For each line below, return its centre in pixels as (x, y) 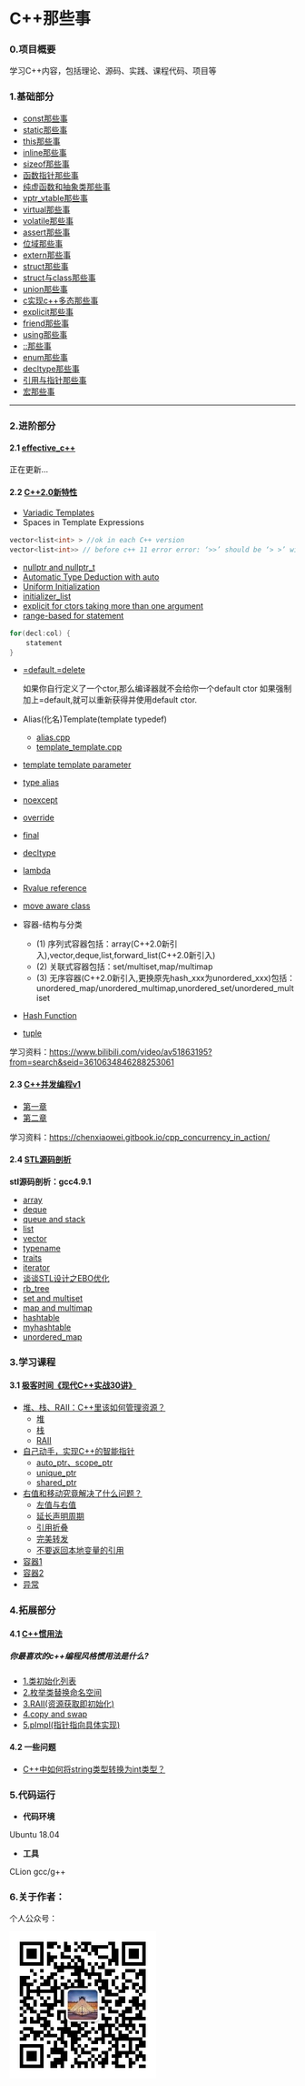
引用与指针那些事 (54, 380)
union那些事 (45, 289)
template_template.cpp (79, 747)
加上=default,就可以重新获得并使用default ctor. (110, 700)
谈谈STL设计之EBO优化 (66, 1278)
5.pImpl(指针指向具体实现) (71, 1725)
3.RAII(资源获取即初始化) (69, 1704)
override (38, 818)
